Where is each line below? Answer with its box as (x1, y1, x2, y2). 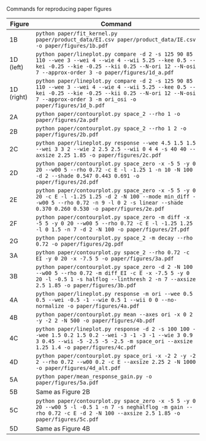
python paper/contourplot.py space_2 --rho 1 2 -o (36, 125, 187, 132)
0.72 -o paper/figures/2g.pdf (36, 241, 124, 247)
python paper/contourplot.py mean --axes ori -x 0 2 (36, 311, 193, 318)
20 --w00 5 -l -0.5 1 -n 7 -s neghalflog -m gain (36, 404, 184, 410)
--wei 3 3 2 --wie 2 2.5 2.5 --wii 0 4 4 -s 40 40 (36, 146, 187, 153)
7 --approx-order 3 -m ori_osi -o (36, 96, 137, 103)
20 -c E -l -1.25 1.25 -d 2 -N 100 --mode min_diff (36, 193, 190, 200)
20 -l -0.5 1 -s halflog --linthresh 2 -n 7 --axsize (36, 276, 196, 282)
